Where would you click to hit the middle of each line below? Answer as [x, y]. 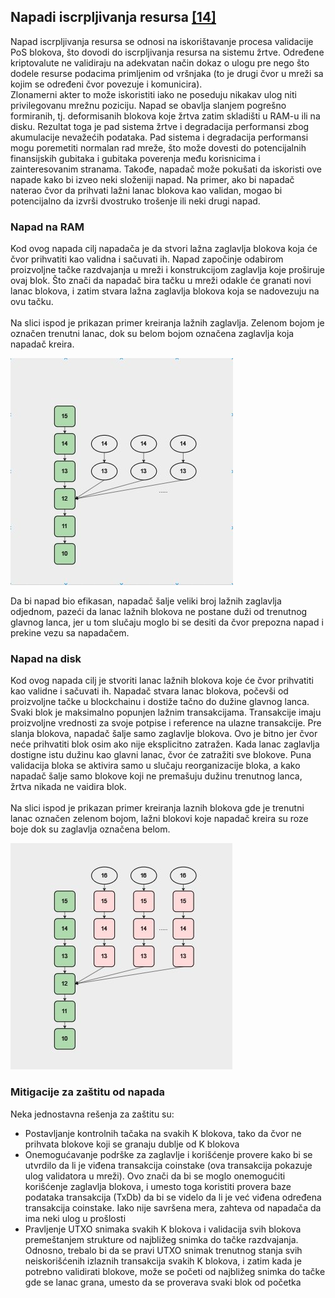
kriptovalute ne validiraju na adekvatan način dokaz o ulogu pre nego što [160, 62]
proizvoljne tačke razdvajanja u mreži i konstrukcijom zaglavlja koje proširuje [167, 270]
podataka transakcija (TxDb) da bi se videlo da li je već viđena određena [173, 1197]
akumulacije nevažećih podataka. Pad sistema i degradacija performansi [159, 137]
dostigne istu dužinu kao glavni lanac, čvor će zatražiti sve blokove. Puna [161, 755]
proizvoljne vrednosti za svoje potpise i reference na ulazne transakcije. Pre [166, 723]
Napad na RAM [47, 227]
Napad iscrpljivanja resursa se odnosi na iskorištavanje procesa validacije [162, 41]
